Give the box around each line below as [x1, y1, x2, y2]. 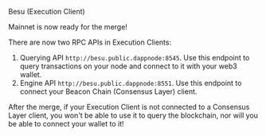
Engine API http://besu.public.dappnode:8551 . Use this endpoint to [19, 79, 242, 87]
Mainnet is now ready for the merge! [8, 22, 127, 31]
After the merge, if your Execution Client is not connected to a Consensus [8, 103, 250, 111]
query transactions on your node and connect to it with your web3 [19, 61, 237, 71]
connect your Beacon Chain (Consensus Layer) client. [19, 87, 198, 96]
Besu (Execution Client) [8, 7, 85, 16]
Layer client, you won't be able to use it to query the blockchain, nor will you [8, 111, 259, 120]
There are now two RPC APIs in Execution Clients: [8, 37, 172, 47]
